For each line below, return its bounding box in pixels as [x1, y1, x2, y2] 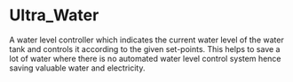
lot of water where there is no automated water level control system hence [9, 53, 281, 63]
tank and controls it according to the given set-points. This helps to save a [9, 43, 281, 54]
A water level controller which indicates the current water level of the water [9, 34, 284, 45]
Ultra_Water [9, 5, 99, 26]
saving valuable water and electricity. [9, 63, 146, 73]
